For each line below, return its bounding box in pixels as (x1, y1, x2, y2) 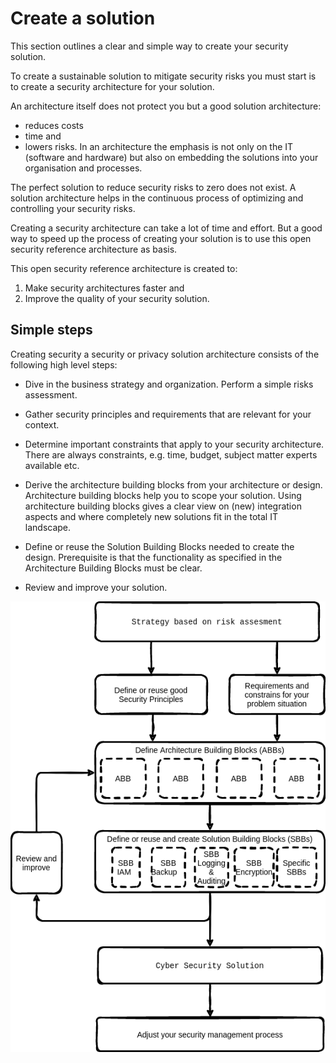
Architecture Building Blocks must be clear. (24, 562, 203, 574)
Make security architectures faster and (24, 282, 185, 294)
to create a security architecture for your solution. (10, 80, 215, 92)
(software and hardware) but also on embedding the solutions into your (24, 151, 319, 163)
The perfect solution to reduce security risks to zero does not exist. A (10, 181, 297, 193)
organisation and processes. (24, 162, 143, 174)
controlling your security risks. (10, 202, 136, 214)
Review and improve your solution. (24, 581, 168, 593)
